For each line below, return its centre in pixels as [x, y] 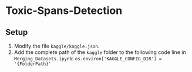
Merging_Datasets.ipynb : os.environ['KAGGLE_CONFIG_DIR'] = [88, 58]
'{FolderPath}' [33, 64]
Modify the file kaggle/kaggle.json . [57, 46]
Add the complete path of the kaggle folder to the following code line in [100, 52]
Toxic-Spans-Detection [64, 11]
